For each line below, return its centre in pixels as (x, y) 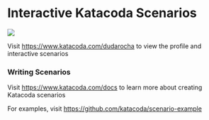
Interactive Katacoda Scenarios (102, 13)
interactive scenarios (38, 53)
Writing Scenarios (39, 72)
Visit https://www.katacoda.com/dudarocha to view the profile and (104, 46)
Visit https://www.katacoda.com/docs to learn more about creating (105, 87)
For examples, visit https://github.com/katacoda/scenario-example (104, 109)
